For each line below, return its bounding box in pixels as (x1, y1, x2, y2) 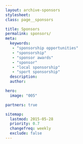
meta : (5, 36, 17, 41)
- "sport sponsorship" (12, 69, 60, 75)
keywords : (10, 41, 31, 46)
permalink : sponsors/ (5, 31, 51, 37)
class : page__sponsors (5, 17, 53, 22)
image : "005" (10, 93, 38, 98)
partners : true (5, 102, 38, 107)
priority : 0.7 (10, 121, 40, 127)
